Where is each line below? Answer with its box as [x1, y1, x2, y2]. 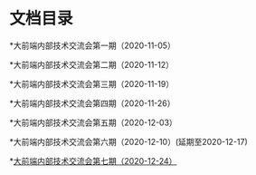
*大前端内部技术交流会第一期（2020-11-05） [9, 40, 176, 51]
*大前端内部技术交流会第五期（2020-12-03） [9, 117, 178, 128]
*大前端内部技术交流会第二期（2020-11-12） [9, 59, 175, 70]
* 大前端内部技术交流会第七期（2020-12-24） [9, 155, 177, 166]
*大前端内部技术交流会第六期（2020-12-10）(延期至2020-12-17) [9, 136, 249, 147]
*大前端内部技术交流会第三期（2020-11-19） [9, 78, 175, 89]
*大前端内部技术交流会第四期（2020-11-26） [9, 97, 175, 109]
